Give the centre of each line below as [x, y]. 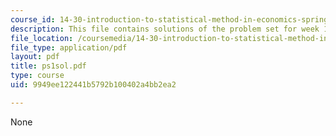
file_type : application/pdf [69, 47]
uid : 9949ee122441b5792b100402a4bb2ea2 [93, 85]
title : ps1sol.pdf [48, 66]
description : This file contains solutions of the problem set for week [165, 29]
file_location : [42, 38]
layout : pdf [35, 57]
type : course [37, 76]
